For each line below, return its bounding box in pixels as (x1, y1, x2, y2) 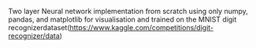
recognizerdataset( (8, 23, 70, 32)
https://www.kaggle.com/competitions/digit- (69, 23, 214, 32)
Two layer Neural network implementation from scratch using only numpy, (8, 7, 248, 15)
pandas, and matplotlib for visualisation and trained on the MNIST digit (8, 15, 237, 24)
